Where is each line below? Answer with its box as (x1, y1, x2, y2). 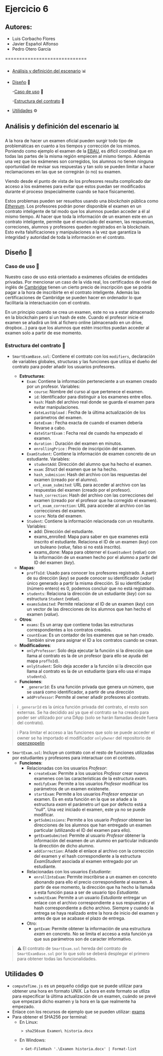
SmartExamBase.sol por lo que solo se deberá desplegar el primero (17, 950, 150, 956)
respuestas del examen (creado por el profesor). (34, 487, 131, 493)
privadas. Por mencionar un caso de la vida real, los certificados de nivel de (5, 279, 157, 285)
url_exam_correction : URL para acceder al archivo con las (34, 502, 150, 508)
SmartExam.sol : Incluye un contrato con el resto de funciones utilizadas (12, 749, 154, 755)
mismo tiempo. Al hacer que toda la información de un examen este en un (5, 213, 153, 219)
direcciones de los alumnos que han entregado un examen (34, 822, 152, 828)
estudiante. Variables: (26, 456, 71, 461)
